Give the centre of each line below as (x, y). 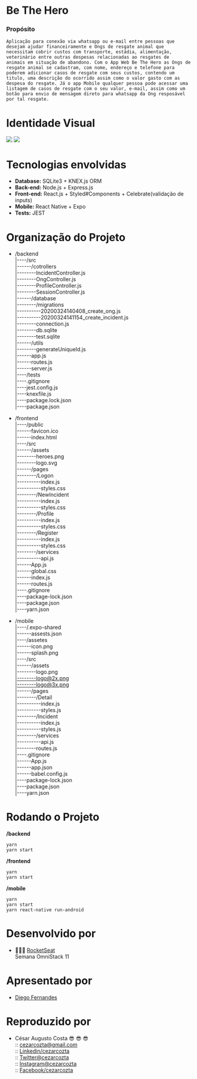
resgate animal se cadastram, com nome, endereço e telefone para (90, 68)
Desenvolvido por (51, 934)
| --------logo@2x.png (42, 679)
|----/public (29, 425)
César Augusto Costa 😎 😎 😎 (51, 1038)
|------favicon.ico (36, 431)
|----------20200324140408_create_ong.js (68, 311)
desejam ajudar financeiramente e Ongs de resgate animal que (85, 47)
